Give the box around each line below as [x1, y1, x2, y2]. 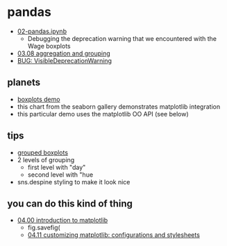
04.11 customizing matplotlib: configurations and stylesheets [27, 231, 200, 239]
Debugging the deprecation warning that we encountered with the [27, 34, 217, 42]
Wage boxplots [27, 42, 71, 50]
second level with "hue [27, 170, 94, 179]
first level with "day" [27, 163, 86, 171]
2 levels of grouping [17, 155, 75, 164]
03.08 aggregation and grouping [17, 49, 111, 58]
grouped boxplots [17, 148, 68, 157]
